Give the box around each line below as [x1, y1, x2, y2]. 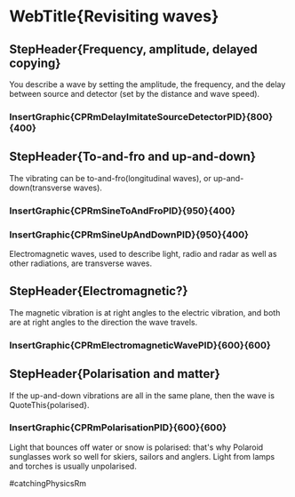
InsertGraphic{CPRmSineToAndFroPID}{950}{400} [9, 204, 235, 217]
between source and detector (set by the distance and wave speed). [9, 89, 260, 99]
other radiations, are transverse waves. [9, 258, 153, 269]
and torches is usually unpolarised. [9, 461, 138, 471]
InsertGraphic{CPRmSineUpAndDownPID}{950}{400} [9, 228, 250, 241]
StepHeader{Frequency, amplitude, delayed [9, 42, 258, 57]
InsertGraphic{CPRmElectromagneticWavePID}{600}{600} [9, 339, 271, 351]
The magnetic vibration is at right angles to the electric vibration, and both [9, 307, 281, 317]
